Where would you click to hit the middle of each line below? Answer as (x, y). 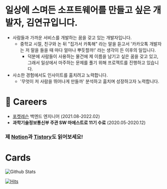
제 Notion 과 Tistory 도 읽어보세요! (44, 136)
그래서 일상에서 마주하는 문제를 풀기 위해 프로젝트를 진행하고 (86, 62)
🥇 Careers (26, 102)
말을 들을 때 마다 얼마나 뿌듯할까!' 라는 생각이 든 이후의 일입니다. (94, 50)
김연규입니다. (52, 23)
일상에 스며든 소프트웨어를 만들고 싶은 (78, 10)
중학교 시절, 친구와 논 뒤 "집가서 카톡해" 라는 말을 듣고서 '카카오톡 (84, 43)
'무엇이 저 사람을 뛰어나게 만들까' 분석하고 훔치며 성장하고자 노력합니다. (90, 81)
